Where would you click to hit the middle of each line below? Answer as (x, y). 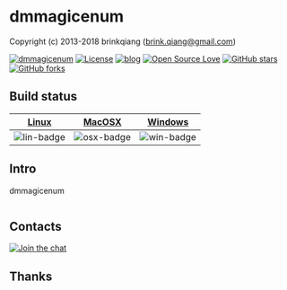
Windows (168, 121)
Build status (43, 97)
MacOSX (102, 121)
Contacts (36, 226)
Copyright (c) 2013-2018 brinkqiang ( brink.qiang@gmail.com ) (122, 41)
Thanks (31, 276)
